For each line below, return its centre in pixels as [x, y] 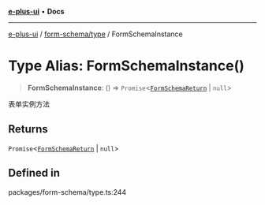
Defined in [34, 173]
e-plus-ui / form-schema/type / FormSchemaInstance [95, 34]
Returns [28, 129]
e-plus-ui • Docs [36, 11]
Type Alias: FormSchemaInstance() [126, 66]
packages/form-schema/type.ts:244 [67, 192]
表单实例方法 [29, 104]
